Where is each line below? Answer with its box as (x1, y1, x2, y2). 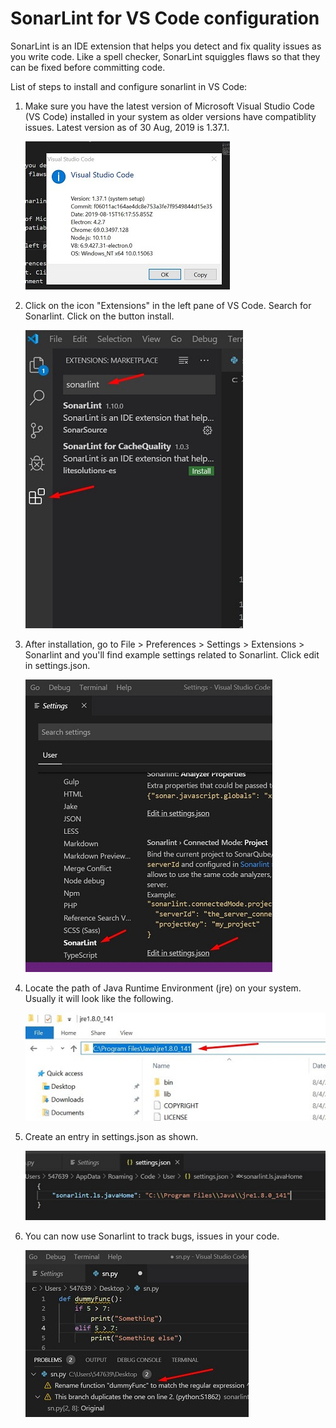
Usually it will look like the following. (24, 992, 174, 1004)
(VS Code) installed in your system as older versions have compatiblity (24, 110, 317, 122)
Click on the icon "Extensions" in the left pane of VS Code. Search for (24, 299, 312, 311)
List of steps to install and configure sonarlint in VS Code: (10, 80, 248, 92)
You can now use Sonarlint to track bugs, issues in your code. (24, 1230, 280, 1242)
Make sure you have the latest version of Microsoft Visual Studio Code (24, 100, 315, 112)
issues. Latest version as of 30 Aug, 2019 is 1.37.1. (24, 121, 230, 133)
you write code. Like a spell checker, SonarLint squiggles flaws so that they (10, 50, 321, 62)
